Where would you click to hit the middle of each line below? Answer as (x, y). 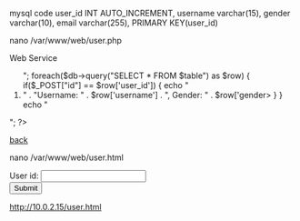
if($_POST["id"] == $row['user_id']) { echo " (105, 85)
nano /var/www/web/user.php (66, 40)
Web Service (33, 58)
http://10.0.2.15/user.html (55, 207)
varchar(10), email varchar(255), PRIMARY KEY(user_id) (114, 23)
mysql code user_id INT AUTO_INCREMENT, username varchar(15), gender (150, 13)
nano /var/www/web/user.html (67, 157)
